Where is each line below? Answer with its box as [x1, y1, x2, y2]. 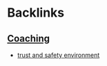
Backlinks [7, 5, 65, 21]
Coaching [7, 33, 50, 44]
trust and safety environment [17, 51, 100, 59]
